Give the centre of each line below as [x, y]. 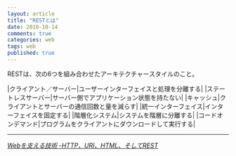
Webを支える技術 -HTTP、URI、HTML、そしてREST [83, 145]
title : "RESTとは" [33, 20]
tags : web [22, 46]
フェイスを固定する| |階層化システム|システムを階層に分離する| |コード [115, 115]
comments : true [29, 33]
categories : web [31, 40]
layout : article [31, 14]
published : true [31, 53]
